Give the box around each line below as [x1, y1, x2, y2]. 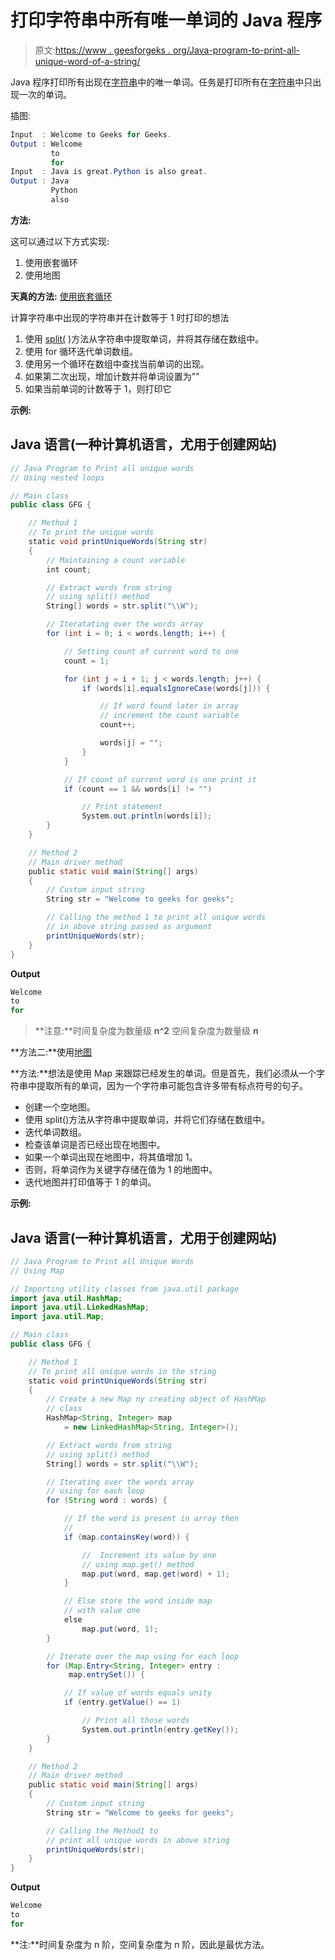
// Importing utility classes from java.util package [10, 1284, 240, 1294]
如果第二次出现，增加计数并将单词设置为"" [24, 370, 200, 382]
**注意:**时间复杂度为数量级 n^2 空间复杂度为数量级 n [34, 1025, 259, 1037]
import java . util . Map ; [10, 1312, 105, 1322]
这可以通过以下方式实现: [10, 235, 110, 247]
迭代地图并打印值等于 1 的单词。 [24, 1176, 157, 1188]
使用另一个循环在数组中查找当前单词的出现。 [24, 357, 210, 370]
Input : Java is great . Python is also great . [10, 167, 208, 177]
